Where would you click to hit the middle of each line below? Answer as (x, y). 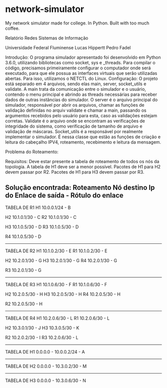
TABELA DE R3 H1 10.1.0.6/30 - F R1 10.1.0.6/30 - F (56, 284)
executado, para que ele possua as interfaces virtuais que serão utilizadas (81, 73)
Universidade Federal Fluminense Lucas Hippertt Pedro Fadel (68, 47)
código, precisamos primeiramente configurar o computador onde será (78, 68)
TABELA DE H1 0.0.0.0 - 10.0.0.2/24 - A (45, 352)
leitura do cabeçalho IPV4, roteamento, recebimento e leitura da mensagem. (83, 142)
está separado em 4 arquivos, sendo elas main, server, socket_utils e (76, 84)
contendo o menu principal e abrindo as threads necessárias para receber (81, 94)
